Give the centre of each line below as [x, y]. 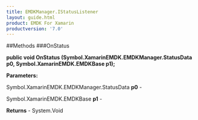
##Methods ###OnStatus [38, 46]
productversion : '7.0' [35, 29]
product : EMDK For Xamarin [40, 23]
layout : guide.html [31, 17]
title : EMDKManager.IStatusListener [52, 12]
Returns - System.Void [35, 111]
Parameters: [22, 75]
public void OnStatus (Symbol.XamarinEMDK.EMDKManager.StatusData [99, 57]
